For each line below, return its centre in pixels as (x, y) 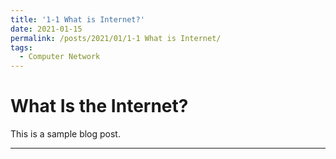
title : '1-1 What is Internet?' (77, 19)
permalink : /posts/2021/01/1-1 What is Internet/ (116, 38)
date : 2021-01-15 (46, 29)
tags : (21, 47)
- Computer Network (60, 57)
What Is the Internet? (99, 106)
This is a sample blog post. (65, 134)
